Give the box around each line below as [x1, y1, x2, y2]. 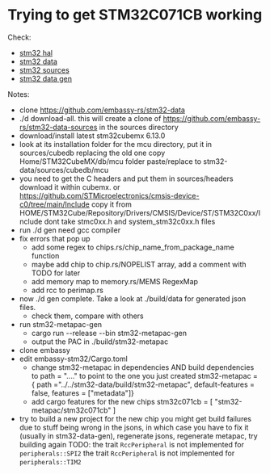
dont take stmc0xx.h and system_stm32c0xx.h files [44, 216, 216, 226]
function [31, 250, 60, 260]
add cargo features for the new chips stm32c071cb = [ [31, 396, 213, 406]
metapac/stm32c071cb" [31, 405, 112, 415]
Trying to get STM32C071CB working [7, 6, 263, 24]
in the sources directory [99, 122, 179, 132]
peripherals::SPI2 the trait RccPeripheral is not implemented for [19, 448, 235, 458]
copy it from [91, 199, 133, 209]
